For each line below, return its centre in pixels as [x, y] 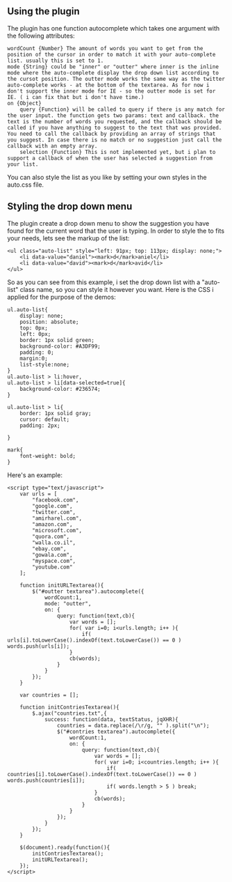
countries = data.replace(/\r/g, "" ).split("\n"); [133, 725]
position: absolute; [49, 322]
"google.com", [52, 506]
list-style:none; [45, 364]
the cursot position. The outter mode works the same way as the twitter [116, 79]
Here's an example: [35, 475]
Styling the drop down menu [70, 207]
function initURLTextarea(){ [62, 585]
